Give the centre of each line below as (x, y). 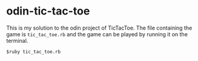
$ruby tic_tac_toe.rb (34, 52)
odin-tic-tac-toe (48, 11)
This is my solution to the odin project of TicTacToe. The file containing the (99, 28)
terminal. (17, 40)
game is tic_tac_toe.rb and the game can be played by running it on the (97, 34)
